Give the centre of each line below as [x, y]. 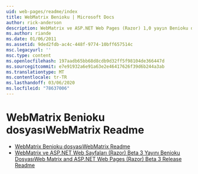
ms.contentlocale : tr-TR [37, 77]
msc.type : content [29, 55]
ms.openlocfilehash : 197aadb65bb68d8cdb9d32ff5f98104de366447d [85, 61]
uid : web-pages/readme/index [42, 12]
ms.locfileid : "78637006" [38, 88]
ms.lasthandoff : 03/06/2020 [41, 83]
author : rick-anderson [34, 22]
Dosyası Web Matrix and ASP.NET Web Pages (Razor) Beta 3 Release [98, 159]
